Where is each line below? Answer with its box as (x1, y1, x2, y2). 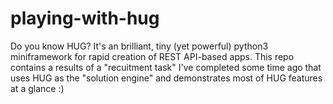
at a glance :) (10, 82, 65, 94)
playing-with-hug (10, 7, 160, 30)
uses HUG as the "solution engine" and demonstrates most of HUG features (10, 72, 323, 84)
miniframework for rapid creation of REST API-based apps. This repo (10, 50, 295, 62)
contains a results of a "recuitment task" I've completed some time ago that (10, 61, 322, 73)
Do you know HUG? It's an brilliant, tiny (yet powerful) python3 (10, 40, 269, 52)
